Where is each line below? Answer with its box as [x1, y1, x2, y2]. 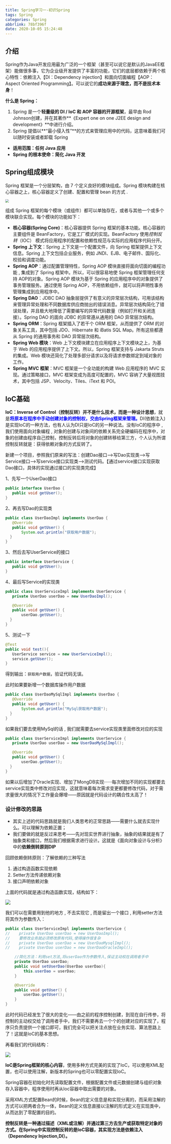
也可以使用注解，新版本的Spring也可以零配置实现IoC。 [14, 1068, 129, 1074]
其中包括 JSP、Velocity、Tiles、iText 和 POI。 [21, 378, 119, 384]
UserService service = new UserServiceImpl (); [12, 652, 113, 657]
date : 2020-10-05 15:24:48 [5, 27, 63, 32]
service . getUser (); [12, 656, 53, 661]
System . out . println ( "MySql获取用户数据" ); [21, 706, 108, 711]
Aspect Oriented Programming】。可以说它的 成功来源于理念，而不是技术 [5, 80, 156, 86]
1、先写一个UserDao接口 [5, 476, 57, 482]
